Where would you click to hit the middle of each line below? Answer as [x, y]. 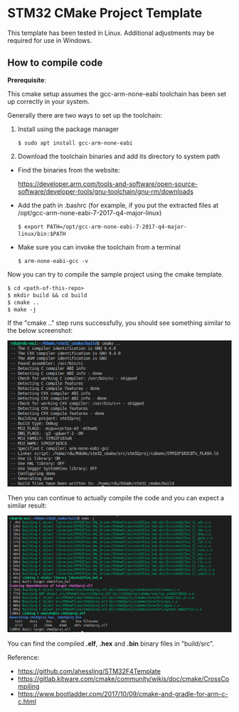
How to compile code [55, 63]
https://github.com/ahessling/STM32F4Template [89, 671]
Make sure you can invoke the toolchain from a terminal [99, 247]
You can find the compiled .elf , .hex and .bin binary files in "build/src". [111, 644]
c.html [27, 702]
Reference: [23, 658]
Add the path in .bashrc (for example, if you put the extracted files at [118, 205]
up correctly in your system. [49, 101]
